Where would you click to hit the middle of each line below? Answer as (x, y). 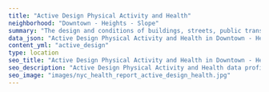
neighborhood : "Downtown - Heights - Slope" (84, 23)
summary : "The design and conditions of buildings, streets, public (125, 30)
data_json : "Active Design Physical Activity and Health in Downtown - (130, 38)
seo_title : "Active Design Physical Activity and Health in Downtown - (130, 61)
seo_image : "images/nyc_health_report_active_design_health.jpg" (119, 75)
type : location (34, 53)
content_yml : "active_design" (59, 46)
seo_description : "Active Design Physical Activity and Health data (125, 68)
